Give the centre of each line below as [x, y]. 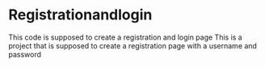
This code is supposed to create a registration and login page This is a [125, 37]
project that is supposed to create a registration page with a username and [132, 45]
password [25, 54]
